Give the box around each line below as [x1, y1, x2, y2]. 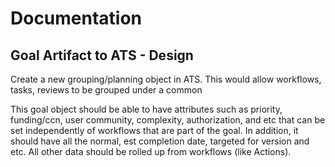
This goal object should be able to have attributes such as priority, [10, 103, 283, 115]
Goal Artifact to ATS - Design [10, 47, 194, 64]
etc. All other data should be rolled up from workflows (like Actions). [10, 146, 292, 157]
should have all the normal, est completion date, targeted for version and [10, 135, 310, 147]
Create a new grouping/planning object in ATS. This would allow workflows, [10, 73, 322, 85]
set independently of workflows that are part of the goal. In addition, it [10, 125, 299, 136]
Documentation [10, 7, 143, 30]
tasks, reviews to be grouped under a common [10, 84, 203, 96]
